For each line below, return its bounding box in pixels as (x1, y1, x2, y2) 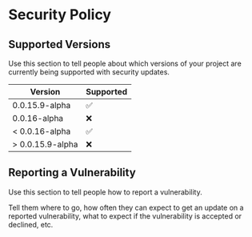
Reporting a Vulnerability (8, 166, 136, 179)
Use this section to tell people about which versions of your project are (8, 58, 242, 68)
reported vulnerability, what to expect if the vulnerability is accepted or (8, 211, 242, 221)
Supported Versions (8, 38, 110, 51)
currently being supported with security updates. (8, 67, 170, 77)
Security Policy (8, 6, 112, 24)
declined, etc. (8, 219, 54, 229)
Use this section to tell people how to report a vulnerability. (8, 187, 202, 197)
